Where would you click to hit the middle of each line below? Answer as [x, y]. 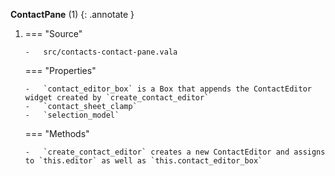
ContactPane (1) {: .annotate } [72, 14]
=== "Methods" [57, 133]
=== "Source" [53, 33]
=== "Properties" [60, 70]
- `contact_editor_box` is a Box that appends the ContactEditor [168, 89]
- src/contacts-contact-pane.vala [101, 52]
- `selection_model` [72, 115]
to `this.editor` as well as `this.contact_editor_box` [143, 161]
